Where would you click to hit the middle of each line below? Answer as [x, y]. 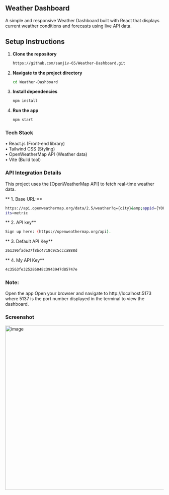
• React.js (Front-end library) [35, 144]
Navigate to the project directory [47, 73]
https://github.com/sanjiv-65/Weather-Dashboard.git [69, 63]
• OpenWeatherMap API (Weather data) [46, 154]
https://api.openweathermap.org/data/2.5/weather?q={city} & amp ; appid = [81, 208]
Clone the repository [34, 54]
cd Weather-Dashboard [35, 82]
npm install [25, 101]
